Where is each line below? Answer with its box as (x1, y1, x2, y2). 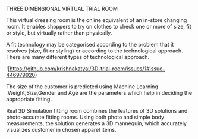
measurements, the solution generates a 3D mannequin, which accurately (6, 120, 187, 127)
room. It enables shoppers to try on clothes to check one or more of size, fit (6, 23, 191, 30)
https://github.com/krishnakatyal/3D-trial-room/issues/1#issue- (10, 65, 165, 72)
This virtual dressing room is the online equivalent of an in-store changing (6, 17, 187, 23)
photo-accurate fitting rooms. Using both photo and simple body (6, 113, 165, 121)
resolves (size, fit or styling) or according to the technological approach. (6, 47, 183, 54)
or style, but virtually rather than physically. (6, 29, 112, 36)
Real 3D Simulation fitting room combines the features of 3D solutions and (6, 107, 188, 114)
